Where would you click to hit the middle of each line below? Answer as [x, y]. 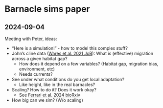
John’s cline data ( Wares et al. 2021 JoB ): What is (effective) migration [82, 53]
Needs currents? [36, 74]
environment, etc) [37, 69]
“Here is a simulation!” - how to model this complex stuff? [70, 48]
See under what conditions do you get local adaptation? [68, 79]
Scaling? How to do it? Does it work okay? [54, 90]
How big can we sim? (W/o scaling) [47, 100]
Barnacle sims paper [47, 9]
